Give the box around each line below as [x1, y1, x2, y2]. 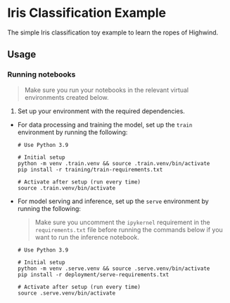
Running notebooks [7, 70, 76, 79]
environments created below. [24, 93, 109, 101]
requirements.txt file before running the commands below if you [34, 225, 223, 233]
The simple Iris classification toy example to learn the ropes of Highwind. [7, 28, 219, 37]
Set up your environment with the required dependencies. [17, 107, 185, 115]
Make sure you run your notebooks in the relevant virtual [24, 86, 189, 94]
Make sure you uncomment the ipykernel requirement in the [34, 218, 210, 226]
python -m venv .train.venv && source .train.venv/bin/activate [17, 160, 210, 167]
